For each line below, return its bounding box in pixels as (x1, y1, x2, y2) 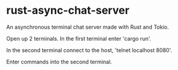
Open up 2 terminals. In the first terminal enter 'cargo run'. (6, 35, 151, 42)
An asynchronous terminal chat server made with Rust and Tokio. (6, 23, 170, 31)
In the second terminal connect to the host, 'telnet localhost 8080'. (6, 46, 173, 54)
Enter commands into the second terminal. (6, 58, 112, 65)
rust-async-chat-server (6, 4, 130, 17)
